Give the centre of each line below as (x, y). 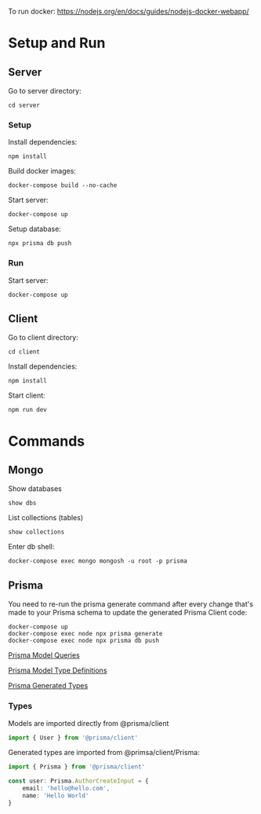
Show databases (35, 489)
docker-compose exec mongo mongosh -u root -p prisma (98, 561)
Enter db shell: (31, 547)
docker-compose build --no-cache (63, 185)
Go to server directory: (45, 91)
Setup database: (34, 229)
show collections (36, 532)
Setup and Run (57, 43)
